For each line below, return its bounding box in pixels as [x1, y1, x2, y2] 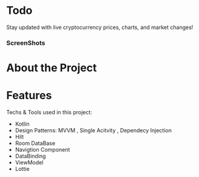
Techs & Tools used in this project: [6, 108, 92, 115]
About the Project [6, 61, 97, 75]
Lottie [15, 165, 30, 172]
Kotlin [15, 120, 30, 127]
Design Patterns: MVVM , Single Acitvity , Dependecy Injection [15, 126, 172, 134]
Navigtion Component [15, 146, 70, 153]
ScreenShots [6, 39, 46, 47]
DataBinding [15, 152, 46, 159]
